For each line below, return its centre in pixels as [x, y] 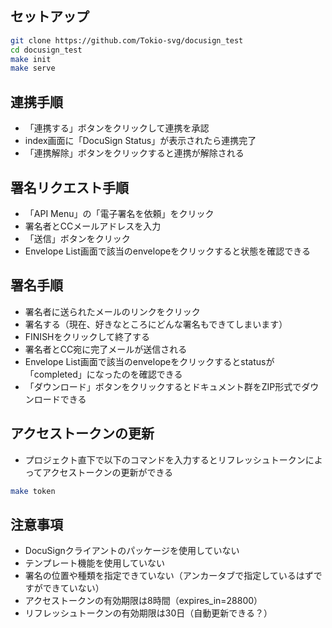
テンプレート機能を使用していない [94, 563]
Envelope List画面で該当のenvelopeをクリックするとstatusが [149, 361]
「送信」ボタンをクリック [77, 238]
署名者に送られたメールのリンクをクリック [112, 311]
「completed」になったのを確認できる [103, 374]
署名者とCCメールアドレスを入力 [93, 226]
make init [31, 59]
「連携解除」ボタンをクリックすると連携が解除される [134, 153]
